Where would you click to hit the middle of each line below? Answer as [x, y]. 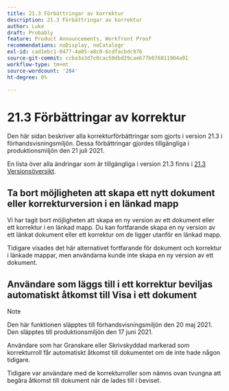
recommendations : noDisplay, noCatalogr [66, 45]
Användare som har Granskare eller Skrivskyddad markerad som [98, 345]
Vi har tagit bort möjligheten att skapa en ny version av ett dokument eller [111, 220]
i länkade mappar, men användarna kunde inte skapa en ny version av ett [110, 255]
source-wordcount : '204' [43, 71]
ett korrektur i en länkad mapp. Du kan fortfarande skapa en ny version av [111, 228]
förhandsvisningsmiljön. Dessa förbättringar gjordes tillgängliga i [98, 143]
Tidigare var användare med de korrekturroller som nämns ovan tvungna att [114, 373]
